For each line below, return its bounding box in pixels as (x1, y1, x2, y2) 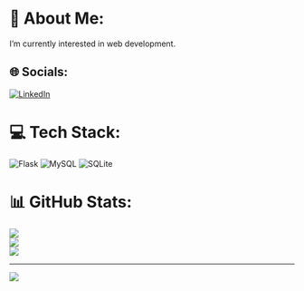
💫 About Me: (9, 8, 105, 29)
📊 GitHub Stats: (9, 191, 133, 212)
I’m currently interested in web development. (9, 38, 176, 49)
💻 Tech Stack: (9, 121, 121, 142)
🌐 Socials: (9, 64, 69, 80)
